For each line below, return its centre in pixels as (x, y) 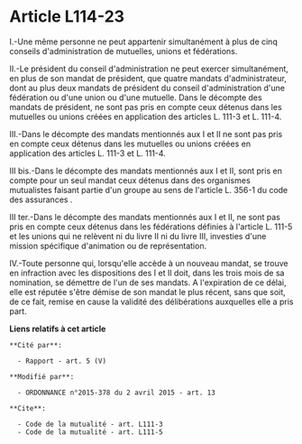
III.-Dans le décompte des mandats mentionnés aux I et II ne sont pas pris (146, 134)
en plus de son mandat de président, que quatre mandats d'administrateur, (148, 78)
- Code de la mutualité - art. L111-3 (91, 424)
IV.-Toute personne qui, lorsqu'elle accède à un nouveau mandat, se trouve (149, 263)
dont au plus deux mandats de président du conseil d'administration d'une (147, 88)
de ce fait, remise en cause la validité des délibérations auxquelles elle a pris (151, 301)
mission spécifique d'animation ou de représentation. (108, 245)
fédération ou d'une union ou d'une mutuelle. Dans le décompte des (136, 97)
